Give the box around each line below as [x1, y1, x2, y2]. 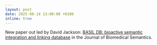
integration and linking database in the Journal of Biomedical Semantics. [5, 34, 153, 40]
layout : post [5, 7, 32, 12]
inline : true [5, 16, 32, 21]
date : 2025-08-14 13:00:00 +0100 [5, 12, 74, 16]
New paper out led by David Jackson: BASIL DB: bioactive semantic [5, 30, 143, 35]
